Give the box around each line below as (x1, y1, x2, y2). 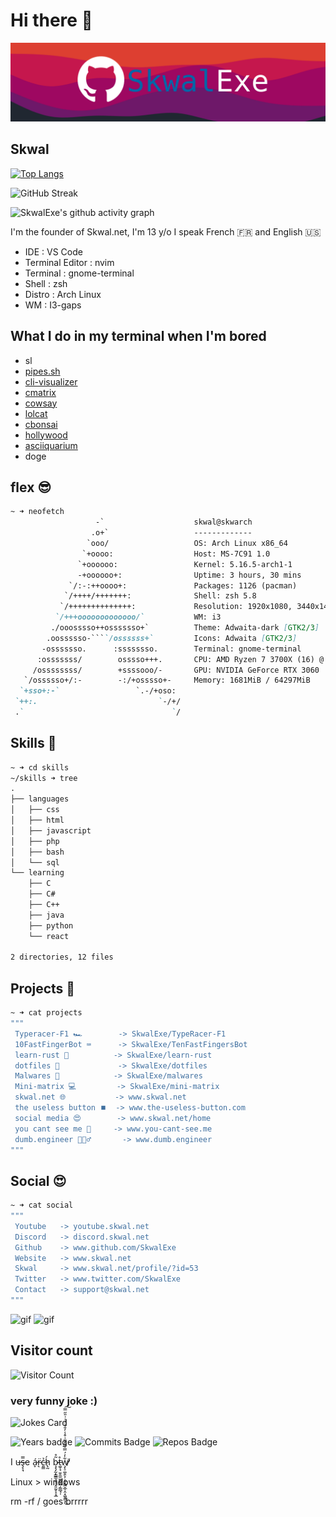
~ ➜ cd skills (10, 762, 70, 773)
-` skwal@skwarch (95, 517, 253, 528)
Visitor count (10, 1342, 93, 1359)
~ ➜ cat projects (10, 1008, 83, 1018)
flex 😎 (10, 479, 52, 496)
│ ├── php (10, 836, 60, 846)
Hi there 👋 (10, 9, 93, 32)
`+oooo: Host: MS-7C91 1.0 (81, 549, 271, 559)
